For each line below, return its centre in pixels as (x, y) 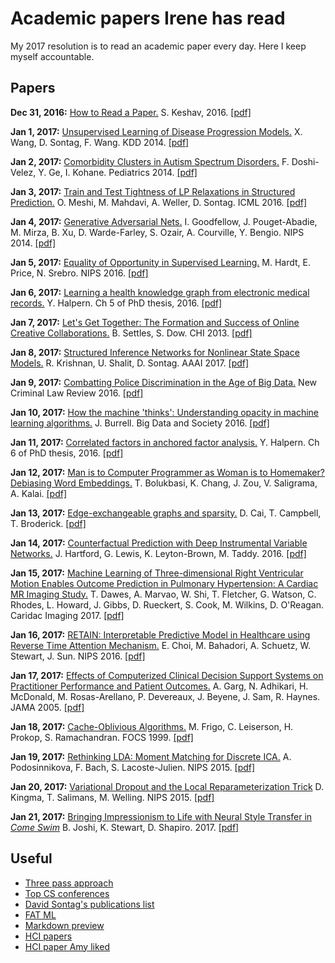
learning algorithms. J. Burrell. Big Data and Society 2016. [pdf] (140, 423)
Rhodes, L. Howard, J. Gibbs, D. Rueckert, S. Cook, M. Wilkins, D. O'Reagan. (167, 604)
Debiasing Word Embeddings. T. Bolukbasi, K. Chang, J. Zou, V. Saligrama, (164, 483)
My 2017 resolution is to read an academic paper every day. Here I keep (158, 46)
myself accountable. (52, 56)
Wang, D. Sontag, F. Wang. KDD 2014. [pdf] (100, 142)
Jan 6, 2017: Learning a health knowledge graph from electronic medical (160, 292)
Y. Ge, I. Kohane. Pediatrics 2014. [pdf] (118, 172)
